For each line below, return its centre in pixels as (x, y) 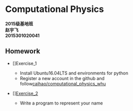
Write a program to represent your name (61, 103)
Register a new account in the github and (62, 78)
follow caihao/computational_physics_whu (63, 83)
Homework (23, 51)
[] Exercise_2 (25, 93)
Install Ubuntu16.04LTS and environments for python (74, 73)
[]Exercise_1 (24, 63)
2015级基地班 (19, 23)
